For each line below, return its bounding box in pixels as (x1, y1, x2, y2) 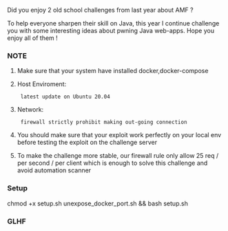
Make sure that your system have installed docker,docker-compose (17, 67, 209, 75)
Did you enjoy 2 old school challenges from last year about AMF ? (7, 6, 194, 14)
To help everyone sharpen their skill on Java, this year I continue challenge (7, 19, 220, 27)
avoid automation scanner (17, 166, 92, 174)
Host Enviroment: (17, 80, 67, 88)
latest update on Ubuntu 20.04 (20, 93, 110, 101)
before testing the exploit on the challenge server (17, 138, 157, 147)
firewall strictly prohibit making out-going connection (20, 119, 187, 126)
